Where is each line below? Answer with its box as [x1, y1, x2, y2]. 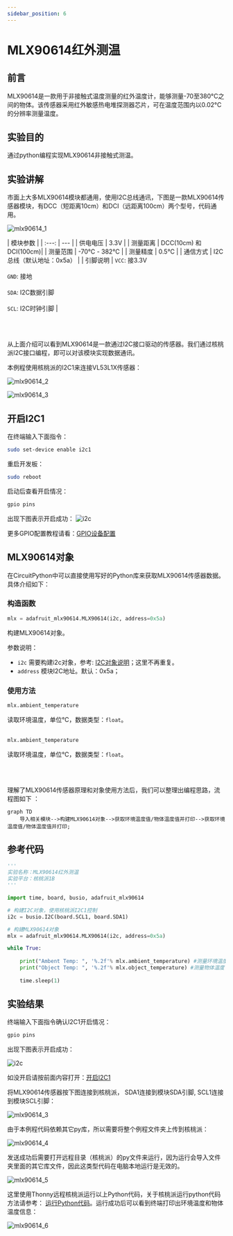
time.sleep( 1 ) [19, 977, 60, 984]
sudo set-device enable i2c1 [7, 446, 92, 454]
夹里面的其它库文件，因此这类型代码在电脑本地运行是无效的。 [7, 1162, 184, 1171]
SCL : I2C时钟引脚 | [7, 304, 58, 313]
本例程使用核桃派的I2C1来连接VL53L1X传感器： [7, 363, 142, 372]
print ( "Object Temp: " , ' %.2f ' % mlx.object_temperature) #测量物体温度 [19, 964, 225, 971]
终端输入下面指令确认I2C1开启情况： [7, 1018, 111, 1026]
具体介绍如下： [7, 579, 50, 588]
